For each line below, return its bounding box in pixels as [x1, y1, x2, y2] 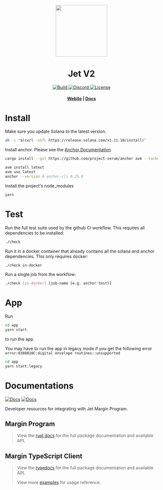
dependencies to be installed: [5, 230, 65, 236]
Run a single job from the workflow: [5, 272, 76, 277]
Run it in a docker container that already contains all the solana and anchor [5, 248, 155, 254]
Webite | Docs [67, 95, 96, 101]
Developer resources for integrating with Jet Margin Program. [5, 406, 128, 412]
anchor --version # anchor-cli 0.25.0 [5, 174, 83, 179]
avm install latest [5, 165, 45, 170]
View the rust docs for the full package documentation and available [16, 433, 154, 438]
